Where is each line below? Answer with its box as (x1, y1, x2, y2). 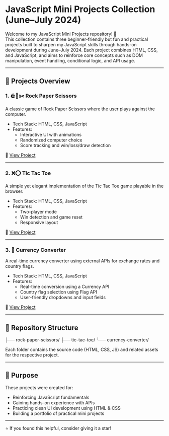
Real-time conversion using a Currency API (20, 283, 110, 290)
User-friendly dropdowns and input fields (20, 295, 106, 301)
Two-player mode (20, 208, 57, 214)
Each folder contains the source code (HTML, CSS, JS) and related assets (5, 346, 158, 353)
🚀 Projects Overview (5, 77, 70, 86)
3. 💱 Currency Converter (5, 246, 66, 253)
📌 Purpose (5, 371, 39, 380)
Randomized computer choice (20, 137, 83, 143)
